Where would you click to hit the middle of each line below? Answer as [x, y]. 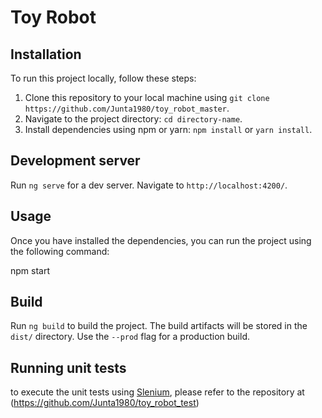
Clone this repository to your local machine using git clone [147, 97]
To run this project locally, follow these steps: [103, 78]
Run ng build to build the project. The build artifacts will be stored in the [159, 326]
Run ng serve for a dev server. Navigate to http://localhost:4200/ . [149, 185]
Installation [46, 54]
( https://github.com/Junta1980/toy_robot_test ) [105, 403]
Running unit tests [68, 367]
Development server [75, 161]
